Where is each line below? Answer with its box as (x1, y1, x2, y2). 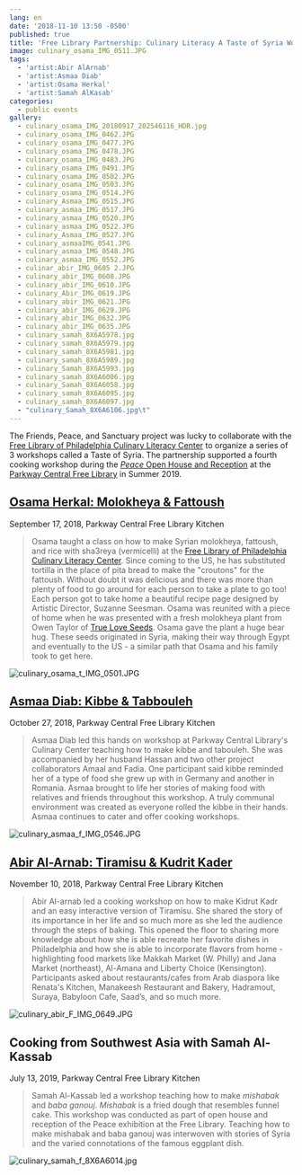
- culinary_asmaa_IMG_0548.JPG (17, 247, 135, 256)
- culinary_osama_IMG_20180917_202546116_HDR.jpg (17, 122, 207, 131)
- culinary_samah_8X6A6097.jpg (17, 397, 135, 407)
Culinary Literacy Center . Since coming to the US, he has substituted (31, 554, 286, 566)
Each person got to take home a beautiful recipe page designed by (31, 593, 279, 604)
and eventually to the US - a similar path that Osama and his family (31, 641, 279, 651)
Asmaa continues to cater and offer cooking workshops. (31, 811, 240, 822)
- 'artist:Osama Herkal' (17, 80, 111, 89)
